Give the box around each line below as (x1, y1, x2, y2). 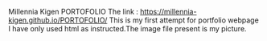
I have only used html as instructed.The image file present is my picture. (8, 24, 247, 33)
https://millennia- (140, 7, 197, 16)
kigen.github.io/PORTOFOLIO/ (8, 15, 108, 25)
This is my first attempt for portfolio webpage (109, 15, 259, 25)
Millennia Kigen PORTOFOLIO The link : (8, 7, 139, 16)
